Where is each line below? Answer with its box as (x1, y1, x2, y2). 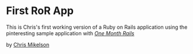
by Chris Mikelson (6, 41, 50, 48)
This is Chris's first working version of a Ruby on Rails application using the (6, 23, 188, 31)
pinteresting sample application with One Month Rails (6, 29, 135, 36)
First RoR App (6, 4, 74, 18)
